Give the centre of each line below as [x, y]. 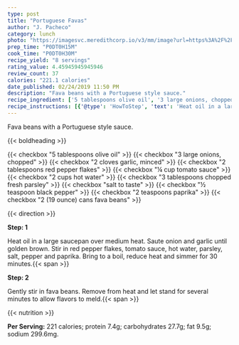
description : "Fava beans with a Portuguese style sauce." [97, 93]
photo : [17, 41]
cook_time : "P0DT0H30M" [43, 54]
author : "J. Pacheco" [39, 27]
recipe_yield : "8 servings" [49, 60]
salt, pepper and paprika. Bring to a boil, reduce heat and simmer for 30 [113, 256]
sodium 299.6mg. [33, 334]
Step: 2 [18, 277]
